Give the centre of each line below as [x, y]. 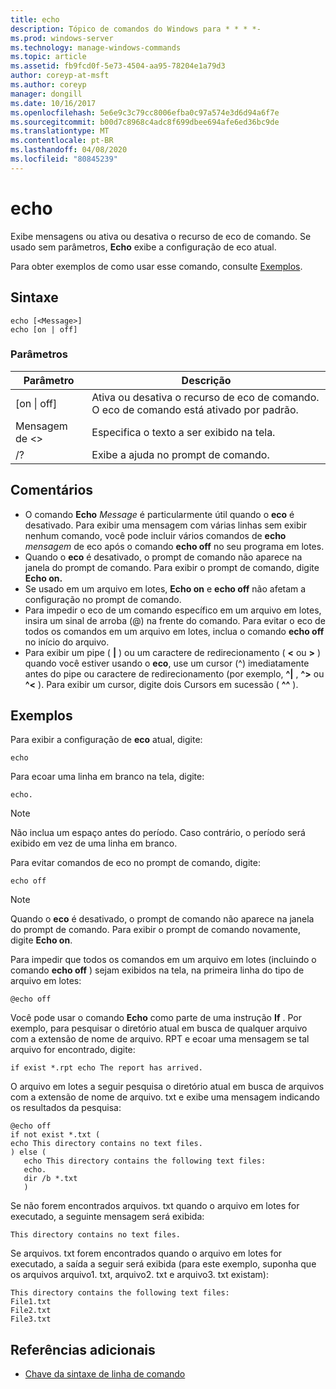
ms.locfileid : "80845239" [64, 159]
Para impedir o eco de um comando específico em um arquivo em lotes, [173, 610]
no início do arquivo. [67, 642]
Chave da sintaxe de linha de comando [105, 1374]
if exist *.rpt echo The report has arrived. [106, 1068]
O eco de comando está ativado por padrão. [195, 409]
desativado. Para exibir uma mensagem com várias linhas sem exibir [166, 525]
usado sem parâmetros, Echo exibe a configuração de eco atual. [143, 247]
